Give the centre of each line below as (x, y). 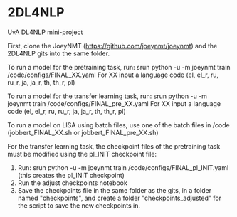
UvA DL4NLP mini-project (45, 32)
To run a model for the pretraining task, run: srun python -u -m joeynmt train (119, 67)
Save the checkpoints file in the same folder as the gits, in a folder (115, 190)
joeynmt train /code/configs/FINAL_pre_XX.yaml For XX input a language (114, 103)
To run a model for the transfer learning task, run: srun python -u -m (107, 96)
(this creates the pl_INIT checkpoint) (71, 175)
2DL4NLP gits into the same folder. (59, 53)
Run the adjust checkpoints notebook (73, 183)
